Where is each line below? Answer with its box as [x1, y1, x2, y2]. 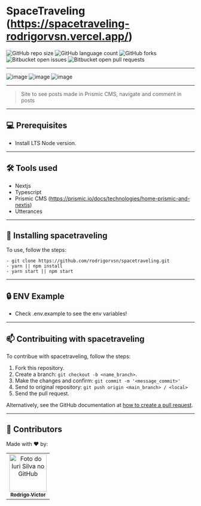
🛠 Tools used [6, 163, 58, 173]
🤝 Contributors [6, 424, 63, 435]
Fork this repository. [14, 365, 65, 371]
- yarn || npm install [6, 263, 63, 269]
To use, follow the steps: [6, 246, 67, 254]
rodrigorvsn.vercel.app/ [6, 30, 129, 43]
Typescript [14, 188, 42, 195]
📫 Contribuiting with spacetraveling [6, 334, 145, 344]
